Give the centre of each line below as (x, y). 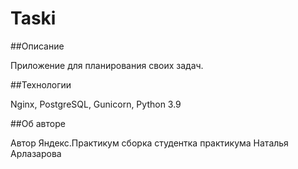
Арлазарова (36, 153)
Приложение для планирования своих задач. (107, 65)
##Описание (37, 46)
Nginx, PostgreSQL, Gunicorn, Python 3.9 (96, 104)
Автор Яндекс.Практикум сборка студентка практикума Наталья (149, 143)
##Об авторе (38, 123)
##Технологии (41, 84)
